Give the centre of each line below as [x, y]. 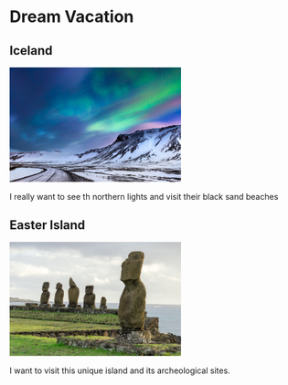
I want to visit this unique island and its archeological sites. [120, 370]
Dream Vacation [72, 17]
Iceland [31, 51]
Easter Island [48, 225]
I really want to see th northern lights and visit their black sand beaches [144, 196]
